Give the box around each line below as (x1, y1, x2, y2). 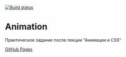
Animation (5, 22, 48, 32)
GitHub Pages (5, 46, 33, 52)
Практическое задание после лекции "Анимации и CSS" (5, 37, 122, 43)
